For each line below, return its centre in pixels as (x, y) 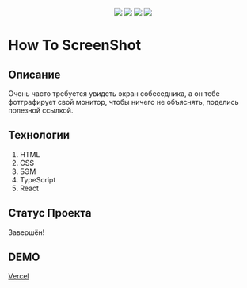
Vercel (19, 276)
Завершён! (27, 232)
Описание (34, 74)
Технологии (39, 135)
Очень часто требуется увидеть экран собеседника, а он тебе (114, 94)
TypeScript (38, 179)
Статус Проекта (50, 213)
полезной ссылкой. (41, 110)
